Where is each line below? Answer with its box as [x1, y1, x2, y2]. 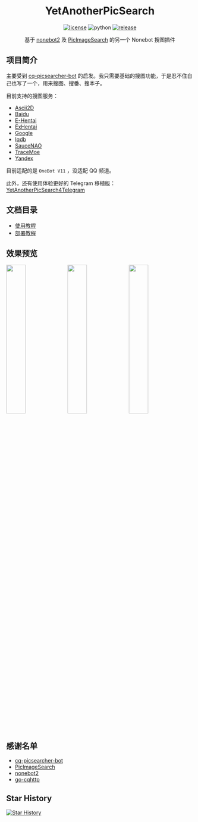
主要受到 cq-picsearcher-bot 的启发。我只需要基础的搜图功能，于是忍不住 [6, 72, 187, 79]
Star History [6, 793, 52, 804]
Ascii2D [14, 104, 34, 111]
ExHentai [14, 123, 37, 130]
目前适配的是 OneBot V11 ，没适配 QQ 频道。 [6, 167, 115, 174]
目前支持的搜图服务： [6, 92, 58, 99]
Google [14, 129, 33, 136]
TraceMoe [14, 148, 40, 155]
